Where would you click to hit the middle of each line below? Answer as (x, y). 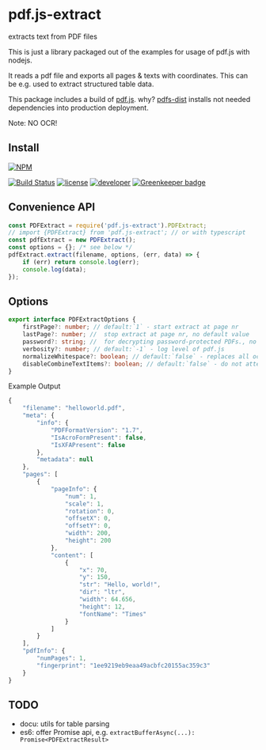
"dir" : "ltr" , (102, 592)
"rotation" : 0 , (89, 511)
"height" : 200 (88, 540)
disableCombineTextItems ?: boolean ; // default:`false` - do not (133, 364)
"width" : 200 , (88, 533)
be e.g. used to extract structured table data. (81, 84)
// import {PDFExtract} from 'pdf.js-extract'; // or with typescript (127, 233)
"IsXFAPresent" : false (88, 445)
